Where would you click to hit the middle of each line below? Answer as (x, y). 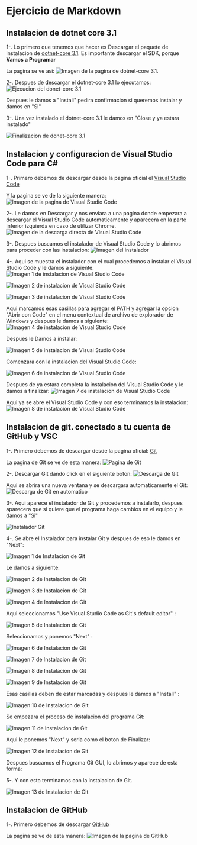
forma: (14, 769)
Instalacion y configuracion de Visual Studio (89, 154)
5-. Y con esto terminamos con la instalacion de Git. (69, 780)
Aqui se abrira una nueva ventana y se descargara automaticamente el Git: (97, 485)
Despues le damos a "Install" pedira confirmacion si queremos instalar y (94, 100)
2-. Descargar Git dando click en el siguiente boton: (69, 473)
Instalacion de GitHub (47, 810)
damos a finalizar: (28, 391)
